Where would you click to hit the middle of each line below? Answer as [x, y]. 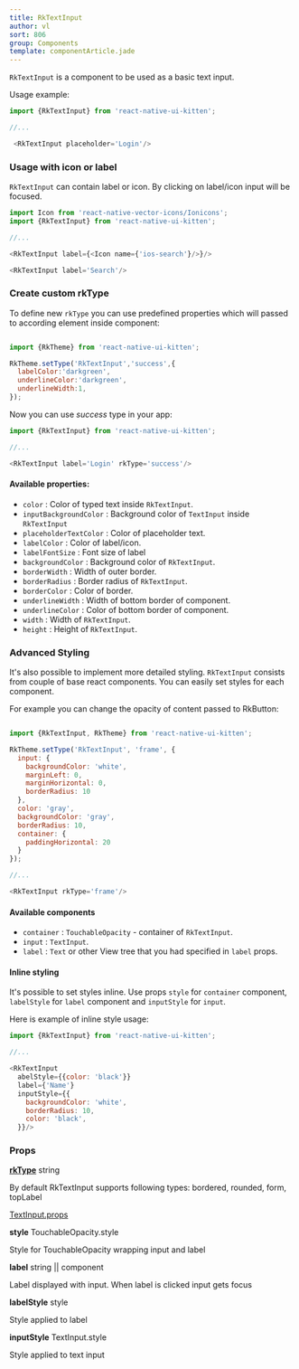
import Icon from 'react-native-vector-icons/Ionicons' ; [119, 213]
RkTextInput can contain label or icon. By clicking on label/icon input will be [150, 187]
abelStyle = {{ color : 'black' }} [74, 1077]
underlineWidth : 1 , [52, 389]
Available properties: [50, 484]
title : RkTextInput [46, 18]
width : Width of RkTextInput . [76, 619]
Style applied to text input [57, 1355]
